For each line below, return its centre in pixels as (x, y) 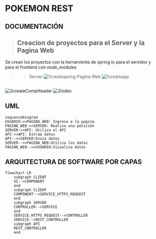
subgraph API (27, 224)
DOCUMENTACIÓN (34, 26)
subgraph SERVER (30, 203)
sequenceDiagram (21, 117)
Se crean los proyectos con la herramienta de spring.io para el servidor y (78, 62)
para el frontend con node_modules (41, 67)
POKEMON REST (39, 9)
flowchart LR (18, 173)
